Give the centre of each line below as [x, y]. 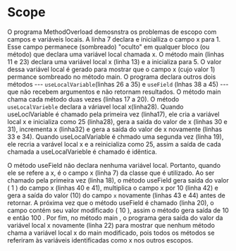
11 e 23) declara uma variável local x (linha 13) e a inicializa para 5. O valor [114, 61]
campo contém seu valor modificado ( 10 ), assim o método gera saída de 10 [118, 210]
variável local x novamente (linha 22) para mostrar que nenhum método [111, 225]
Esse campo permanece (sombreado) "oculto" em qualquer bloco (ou [108, 47]
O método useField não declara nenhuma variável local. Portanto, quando [114, 165]
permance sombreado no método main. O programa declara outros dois [112, 76]
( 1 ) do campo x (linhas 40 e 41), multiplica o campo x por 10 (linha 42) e [113, 188]
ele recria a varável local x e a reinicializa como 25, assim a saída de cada [114, 144]
